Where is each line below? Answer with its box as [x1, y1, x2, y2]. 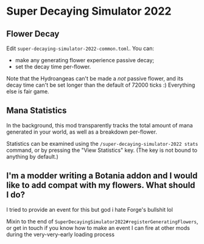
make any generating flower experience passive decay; [15, 57, 155, 63]
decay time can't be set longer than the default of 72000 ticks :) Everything [6, 81, 195, 88]
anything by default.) [6, 152, 59, 160]
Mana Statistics [6, 106, 67, 116]
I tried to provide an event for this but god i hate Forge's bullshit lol [6, 206, 174, 213]
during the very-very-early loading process [6, 231, 114, 238]
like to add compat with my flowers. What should [6, 180, 195, 190]
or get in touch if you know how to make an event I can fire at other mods [6, 224, 190, 231]
